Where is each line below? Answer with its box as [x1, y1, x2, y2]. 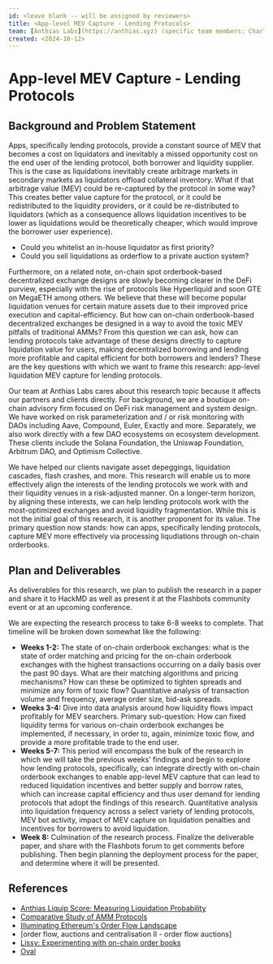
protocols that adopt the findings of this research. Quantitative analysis [19, 798, 258, 808]
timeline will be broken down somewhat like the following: [8, 627, 201, 637]
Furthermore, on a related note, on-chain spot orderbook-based [8, 267, 223, 277]
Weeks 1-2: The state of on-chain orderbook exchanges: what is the [19, 642, 249, 652]
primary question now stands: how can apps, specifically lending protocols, [8, 523, 262, 533]
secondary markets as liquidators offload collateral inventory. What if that [8, 175, 254, 185]
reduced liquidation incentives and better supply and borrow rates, [19, 780, 244, 790]
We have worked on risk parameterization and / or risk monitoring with [8, 412, 245, 422]
